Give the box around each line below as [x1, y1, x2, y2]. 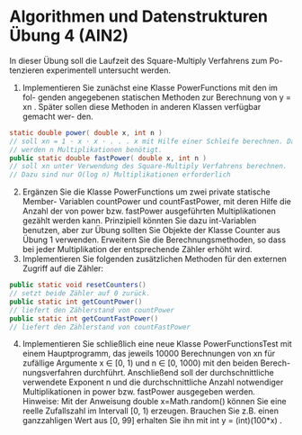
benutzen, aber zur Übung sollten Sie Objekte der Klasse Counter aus [22, 225, 280, 236]
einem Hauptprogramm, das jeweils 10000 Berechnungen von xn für [22, 349, 276, 359]
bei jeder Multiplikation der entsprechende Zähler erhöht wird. [22, 244, 253, 255]
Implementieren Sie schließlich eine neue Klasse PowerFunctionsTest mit [22, 339, 292, 349]
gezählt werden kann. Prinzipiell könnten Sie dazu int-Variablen [22, 215, 257, 226]
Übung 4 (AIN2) [9, 25, 129, 46]
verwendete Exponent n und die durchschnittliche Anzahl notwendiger [22, 376, 284, 388]
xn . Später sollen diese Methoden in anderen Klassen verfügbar [22, 101, 262, 112]
